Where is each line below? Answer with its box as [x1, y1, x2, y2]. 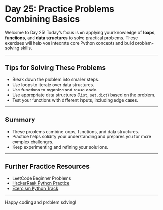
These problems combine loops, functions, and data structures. [12, 128, 139, 134]
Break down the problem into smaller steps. [12, 76, 99, 82]
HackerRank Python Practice [12, 180, 70, 186]
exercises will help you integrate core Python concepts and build [5, 40, 134, 45]
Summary [5, 116, 35, 124]
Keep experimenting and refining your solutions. [12, 144, 108, 150]
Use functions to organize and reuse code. [12, 87, 98, 92]
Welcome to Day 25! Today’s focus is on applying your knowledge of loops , [5, 30, 156, 35]
